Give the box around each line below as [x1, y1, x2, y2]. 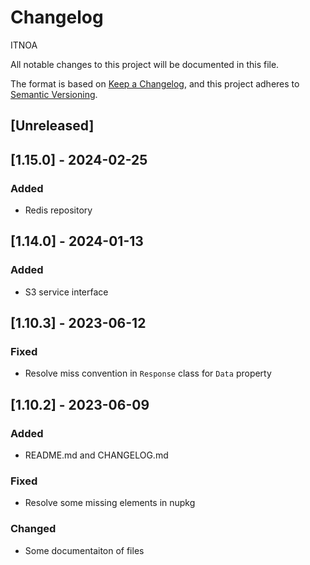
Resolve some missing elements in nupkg [24, 497, 196, 509]
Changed [10, 522, 57, 536]
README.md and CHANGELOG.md [24, 449, 169, 461]
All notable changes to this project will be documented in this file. [10, 58, 280, 70]
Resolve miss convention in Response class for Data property [24, 367, 272, 380]
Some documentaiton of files [24, 544, 145, 556]
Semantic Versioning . [10, 88, 98, 100]
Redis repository [24, 204, 93, 216]
